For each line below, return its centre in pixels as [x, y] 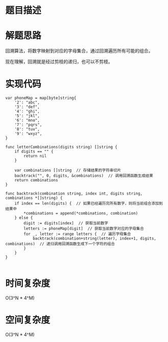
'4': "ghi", [27, 112]
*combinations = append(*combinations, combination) [81, 214]
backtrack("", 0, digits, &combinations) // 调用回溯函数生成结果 [84, 176]
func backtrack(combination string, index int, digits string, [74, 194]
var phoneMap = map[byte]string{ [41, 98]
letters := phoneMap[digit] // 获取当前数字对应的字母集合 [84, 229]
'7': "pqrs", [28, 125]
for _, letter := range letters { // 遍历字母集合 [77, 234]
